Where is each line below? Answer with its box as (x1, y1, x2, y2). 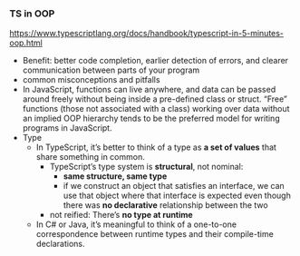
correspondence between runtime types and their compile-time (35, 229, 274, 240)
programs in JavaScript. (22, 123, 112, 133)
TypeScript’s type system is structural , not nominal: (49, 162, 244, 172)
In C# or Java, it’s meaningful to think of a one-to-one (35, 219, 237, 230)
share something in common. (35, 152, 145, 162)
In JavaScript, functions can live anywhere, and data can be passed (22, 84, 276, 95)
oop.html (9, 37, 43, 48)
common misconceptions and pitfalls (22, 74, 160, 85)
